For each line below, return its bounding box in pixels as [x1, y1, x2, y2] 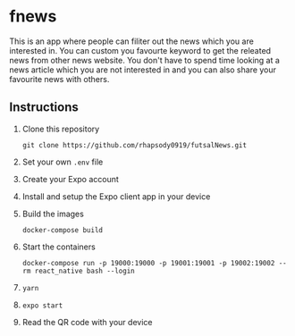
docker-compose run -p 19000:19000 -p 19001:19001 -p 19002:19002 [21, 258, 275, 267]
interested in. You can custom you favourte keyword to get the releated [9, 45, 271, 55]
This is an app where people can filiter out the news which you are [9, 36, 255, 46]
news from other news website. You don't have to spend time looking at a [9, 55, 280, 65]
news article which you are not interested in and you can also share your [9, 64, 277, 75]
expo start [21, 301, 63, 310]
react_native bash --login [34, 266, 136, 275]
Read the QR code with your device [21, 316, 153, 327]
